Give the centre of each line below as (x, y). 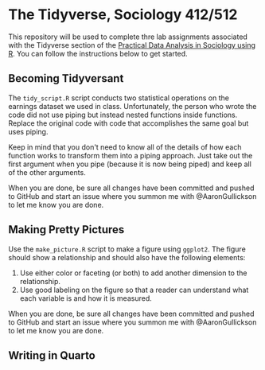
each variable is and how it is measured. (86, 298)
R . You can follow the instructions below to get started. (98, 53)
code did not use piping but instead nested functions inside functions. (123, 115)
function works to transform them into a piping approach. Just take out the (131, 155)
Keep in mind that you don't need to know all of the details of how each (125, 147)
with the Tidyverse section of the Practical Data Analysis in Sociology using (132, 45)
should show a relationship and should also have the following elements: (127, 257)
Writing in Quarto (52, 355)
